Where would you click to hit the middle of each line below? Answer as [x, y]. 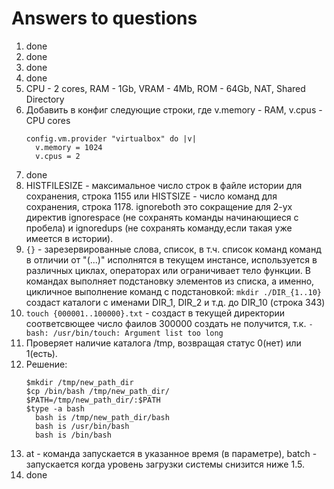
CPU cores [48, 120]
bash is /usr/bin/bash [82, 426]
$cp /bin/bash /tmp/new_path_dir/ [97, 391]
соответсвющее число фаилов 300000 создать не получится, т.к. [166, 323]
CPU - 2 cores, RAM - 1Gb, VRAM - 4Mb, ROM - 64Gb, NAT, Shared [165, 88]
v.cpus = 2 [58, 156]
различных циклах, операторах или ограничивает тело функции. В [168, 270]
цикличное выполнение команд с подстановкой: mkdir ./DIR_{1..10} [173, 291]
